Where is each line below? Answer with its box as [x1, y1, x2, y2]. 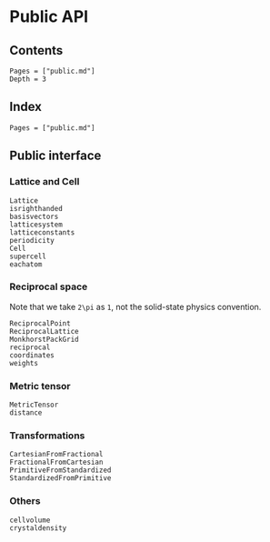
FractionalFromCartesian [9, 457, 104, 467]
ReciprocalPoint [9, 318, 71, 328]
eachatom [9, 259, 43, 269]
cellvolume [9, 516, 51, 525]
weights [9, 358, 39, 367]
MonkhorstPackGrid [9, 335, 79, 344]
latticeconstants [9, 227, 75, 237]
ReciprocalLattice [9, 326, 79, 336]
